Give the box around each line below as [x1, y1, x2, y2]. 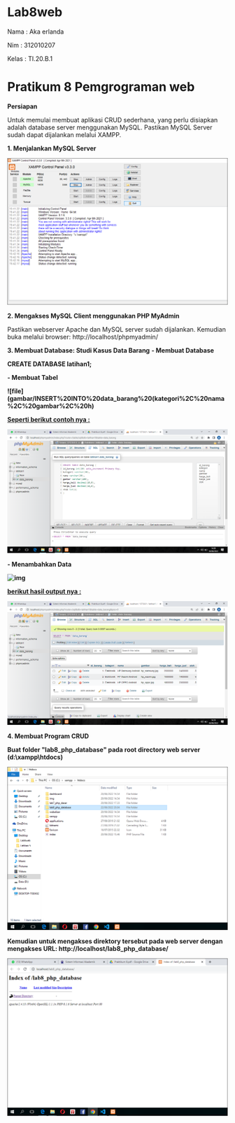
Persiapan [7, 102, 38, 111]
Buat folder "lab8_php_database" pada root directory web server [7, 746, 201, 754]
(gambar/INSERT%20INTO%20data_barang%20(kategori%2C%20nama [7, 395, 225, 403]
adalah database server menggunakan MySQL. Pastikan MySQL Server [7, 123, 213, 132]
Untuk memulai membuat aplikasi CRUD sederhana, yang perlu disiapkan [7, 115, 218, 124]
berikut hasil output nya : [7, 587, 82, 595]
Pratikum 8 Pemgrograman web [7, 79, 195, 95]
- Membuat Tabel [7, 374, 58, 382]
